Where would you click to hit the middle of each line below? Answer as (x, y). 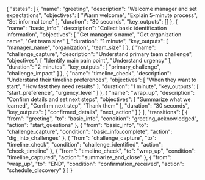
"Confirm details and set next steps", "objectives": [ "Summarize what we (99, 99)
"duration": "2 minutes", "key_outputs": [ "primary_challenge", (84, 67)
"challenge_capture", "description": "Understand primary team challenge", (100, 54)
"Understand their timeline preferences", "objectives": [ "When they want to (102, 80)
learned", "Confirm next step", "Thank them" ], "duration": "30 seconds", (98, 106)
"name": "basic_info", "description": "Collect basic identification (87, 28)
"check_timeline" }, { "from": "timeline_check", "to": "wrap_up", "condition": (101, 151)
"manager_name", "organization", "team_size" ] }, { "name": (81, 47)
